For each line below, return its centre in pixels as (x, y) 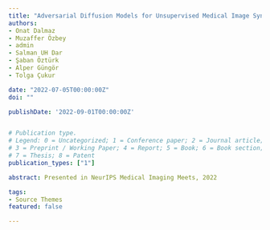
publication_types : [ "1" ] (51, 163)
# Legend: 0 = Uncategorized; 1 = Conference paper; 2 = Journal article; (136, 141)
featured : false (35, 207)
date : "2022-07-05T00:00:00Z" (59, 90)
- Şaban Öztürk (34, 61)
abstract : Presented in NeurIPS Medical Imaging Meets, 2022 (113, 177)
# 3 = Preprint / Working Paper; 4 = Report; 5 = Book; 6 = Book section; (136, 148)
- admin (21, 46)
